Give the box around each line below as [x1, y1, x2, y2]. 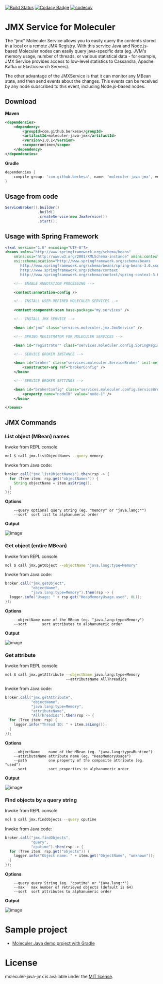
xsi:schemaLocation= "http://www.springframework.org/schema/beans [14, 259, 151, 264]
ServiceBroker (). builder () [5, 205, 60, 210]
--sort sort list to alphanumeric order [14, 512, 98, 517]
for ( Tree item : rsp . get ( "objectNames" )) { [9, 476, 98, 481]
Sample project [5, 924, 68, 935]
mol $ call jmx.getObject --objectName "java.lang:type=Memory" [5, 563, 138, 568]
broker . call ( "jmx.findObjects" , [5, 835, 70, 840]
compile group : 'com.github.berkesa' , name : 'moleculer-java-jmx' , [14, 174, 153, 179]
